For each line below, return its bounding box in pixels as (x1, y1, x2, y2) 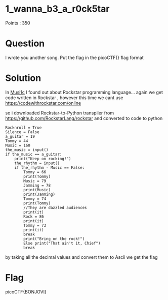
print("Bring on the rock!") (23, 236, 85, 242)
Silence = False (5, 129, 39, 135)
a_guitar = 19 (5, 134, 35, 139)
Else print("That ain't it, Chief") (23, 241, 101, 246)
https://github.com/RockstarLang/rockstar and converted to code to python (5, 115, 163, 121)
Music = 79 (23, 178, 47, 184)
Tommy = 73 (23, 223, 47, 228)
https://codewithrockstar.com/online (5, 100, 81, 106)
